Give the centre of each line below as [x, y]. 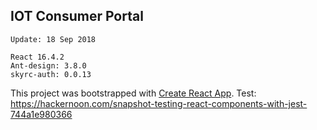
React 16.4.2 [37, 57]
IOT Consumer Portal [77, 16]
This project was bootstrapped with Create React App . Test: [133, 93]
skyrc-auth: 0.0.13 [51, 74]
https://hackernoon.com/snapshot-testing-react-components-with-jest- [159, 103]
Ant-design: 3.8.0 [48, 65]
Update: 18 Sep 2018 [53, 39]
